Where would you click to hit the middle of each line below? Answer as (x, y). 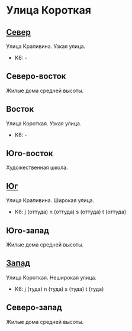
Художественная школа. (37, 168)
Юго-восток (30, 153)
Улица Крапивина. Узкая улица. (46, 46)
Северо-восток (36, 77)
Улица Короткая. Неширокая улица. (51, 277)
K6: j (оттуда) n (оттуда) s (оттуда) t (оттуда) (70, 212)
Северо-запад (34, 308)
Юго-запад (28, 230)
